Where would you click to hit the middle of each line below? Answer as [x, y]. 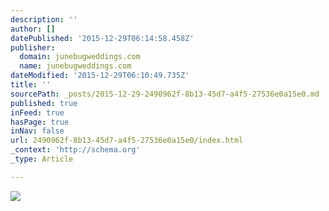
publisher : [33, 47]
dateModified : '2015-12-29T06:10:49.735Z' [100, 76]
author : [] [33, 29]
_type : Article [42, 159]
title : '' [31, 85]
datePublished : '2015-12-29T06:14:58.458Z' [102, 38]
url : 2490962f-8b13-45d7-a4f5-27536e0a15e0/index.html [127, 141]
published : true [44, 103]
